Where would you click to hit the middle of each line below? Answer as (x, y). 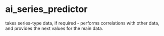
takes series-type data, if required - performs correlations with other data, (83, 23)
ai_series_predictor (46, 9)
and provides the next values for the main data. (54, 28)
